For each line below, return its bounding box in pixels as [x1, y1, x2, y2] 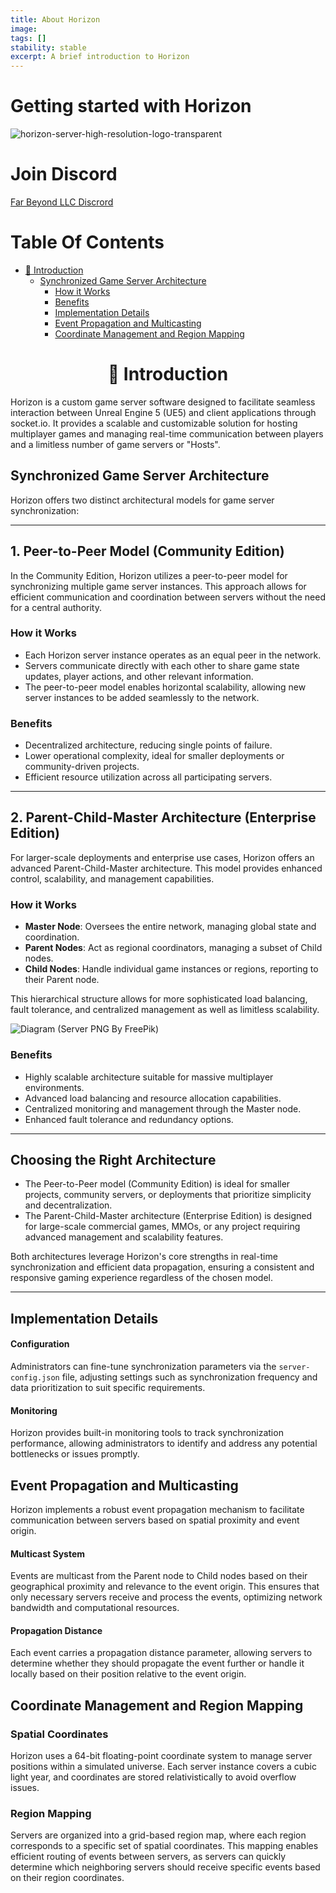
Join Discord [10, 163, 118, 186]
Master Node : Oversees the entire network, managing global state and [24, 921, 317, 933]
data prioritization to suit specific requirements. [10, 1381, 206, 1393]
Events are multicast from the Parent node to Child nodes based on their [10, 1570, 308, 1582]
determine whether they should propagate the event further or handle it [10, 1657, 305, 1670]
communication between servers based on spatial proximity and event [10, 1514, 300, 1526]
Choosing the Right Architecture [10, 1151, 217, 1168]
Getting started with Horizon [10, 95, 252, 118]
